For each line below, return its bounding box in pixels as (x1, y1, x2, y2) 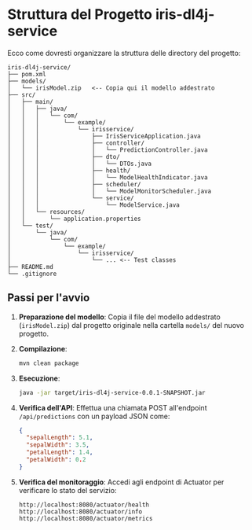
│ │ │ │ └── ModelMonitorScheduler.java (7, 187, 212, 195)
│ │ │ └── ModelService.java (7, 201, 180, 209)
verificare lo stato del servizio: (18, 485, 117, 495)
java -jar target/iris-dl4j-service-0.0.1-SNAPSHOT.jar (18, 388, 206, 396)
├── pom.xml (7, 70, 46, 78)
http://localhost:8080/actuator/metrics (18, 514, 153, 522)
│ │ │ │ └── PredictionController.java (7, 145, 209, 154)
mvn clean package (18, 359, 79, 367)
